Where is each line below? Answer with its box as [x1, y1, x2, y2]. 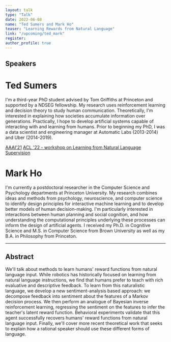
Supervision [5, 150, 31, 156]
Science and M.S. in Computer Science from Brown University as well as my [5, 227, 165, 234]
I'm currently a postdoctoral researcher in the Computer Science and [5, 184, 150, 191]
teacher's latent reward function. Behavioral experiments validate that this [5, 309, 160, 316]
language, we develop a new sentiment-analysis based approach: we [5, 288, 151, 294]
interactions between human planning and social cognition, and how [5, 212, 149, 218]
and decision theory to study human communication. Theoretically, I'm [5, 107, 154, 113]
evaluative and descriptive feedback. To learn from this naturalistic [5, 282, 145, 288]
